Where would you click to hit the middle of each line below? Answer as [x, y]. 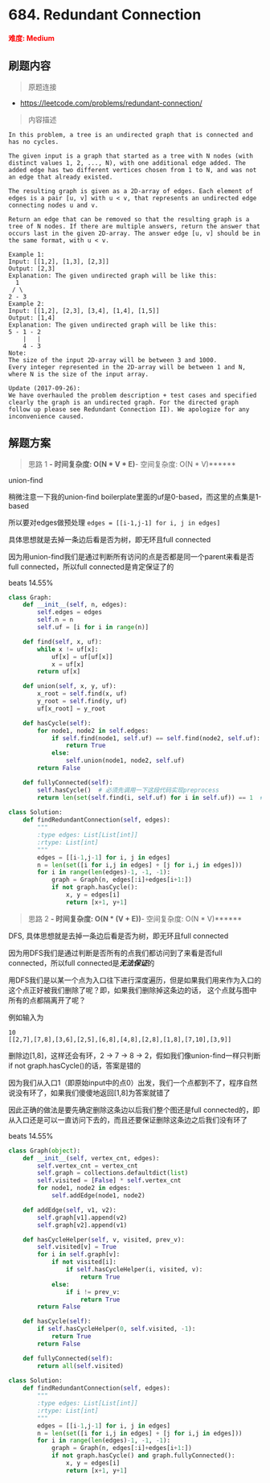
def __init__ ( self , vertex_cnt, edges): [91, 1158]
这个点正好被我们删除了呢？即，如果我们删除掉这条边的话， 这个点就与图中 [133, 990]
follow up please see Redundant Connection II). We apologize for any [129, 409]
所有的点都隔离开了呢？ [47, 1000]
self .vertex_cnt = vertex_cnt [88, 1166]
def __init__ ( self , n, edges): [75, 605]
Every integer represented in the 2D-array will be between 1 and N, [127, 367]
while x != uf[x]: [68, 649]
